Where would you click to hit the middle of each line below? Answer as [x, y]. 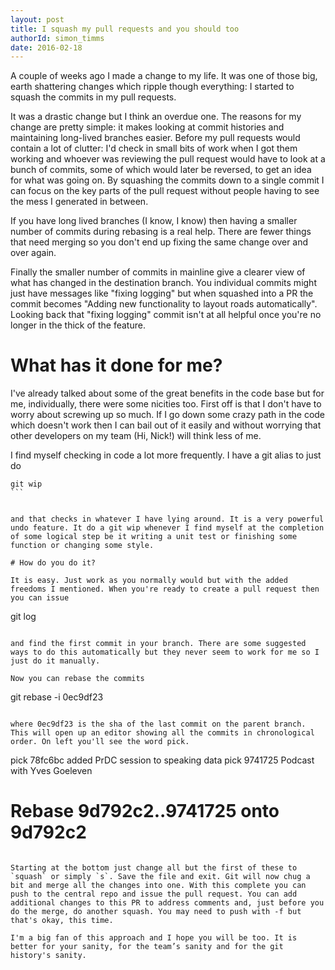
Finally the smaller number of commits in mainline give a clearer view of [158, 272]
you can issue [40, 598]
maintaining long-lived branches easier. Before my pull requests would [155, 138]
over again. [33, 253]
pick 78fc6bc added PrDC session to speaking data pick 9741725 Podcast [162, 760]
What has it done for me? [116, 365]
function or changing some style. [82, 546]
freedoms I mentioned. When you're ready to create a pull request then [165, 589]
